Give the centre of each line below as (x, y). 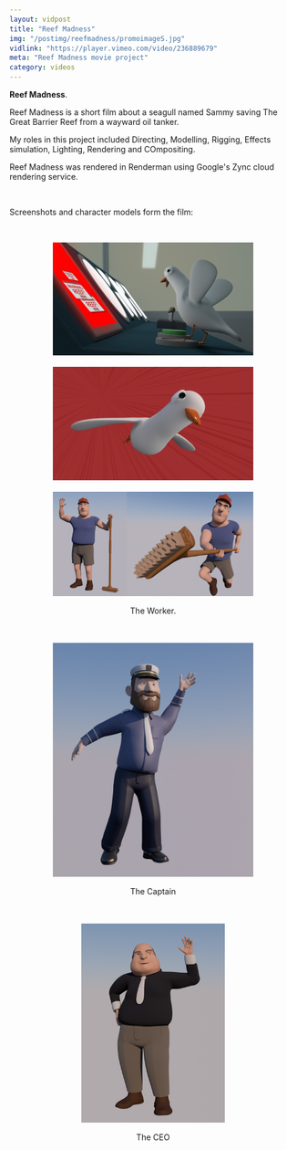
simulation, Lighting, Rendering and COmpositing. (102, 149)
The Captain (153, 891)
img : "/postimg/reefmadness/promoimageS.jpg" (97, 38)
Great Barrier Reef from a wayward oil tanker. (94, 122)
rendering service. (44, 177)
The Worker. (153, 611)
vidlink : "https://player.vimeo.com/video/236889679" (114, 48)
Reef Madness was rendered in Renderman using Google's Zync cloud (142, 167)
